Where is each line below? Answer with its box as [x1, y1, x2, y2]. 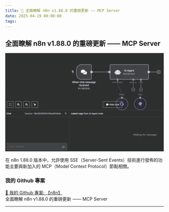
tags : [5, 19, 17, 24]
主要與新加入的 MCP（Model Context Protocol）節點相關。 [9, 163, 132, 169]
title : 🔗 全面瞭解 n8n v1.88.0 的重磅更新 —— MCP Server [5, 8, 120, 13]
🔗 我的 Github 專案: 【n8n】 [5, 189, 63, 195]
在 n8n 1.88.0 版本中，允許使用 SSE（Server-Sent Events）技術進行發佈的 [5, 157, 158, 163]
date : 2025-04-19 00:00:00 [5, 13, 62, 19]
